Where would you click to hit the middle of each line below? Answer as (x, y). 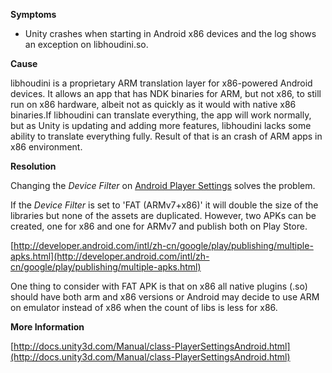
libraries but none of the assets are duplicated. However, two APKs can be (163, 215)
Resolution (33, 166)
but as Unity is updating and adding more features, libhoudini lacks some (161, 125)
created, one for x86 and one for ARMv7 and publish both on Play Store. (159, 226)
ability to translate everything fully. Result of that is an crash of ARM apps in (166, 136)
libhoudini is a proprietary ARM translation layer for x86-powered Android (161, 83)
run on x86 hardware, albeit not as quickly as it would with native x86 (153, 104)
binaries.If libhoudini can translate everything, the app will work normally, (161, 115)
